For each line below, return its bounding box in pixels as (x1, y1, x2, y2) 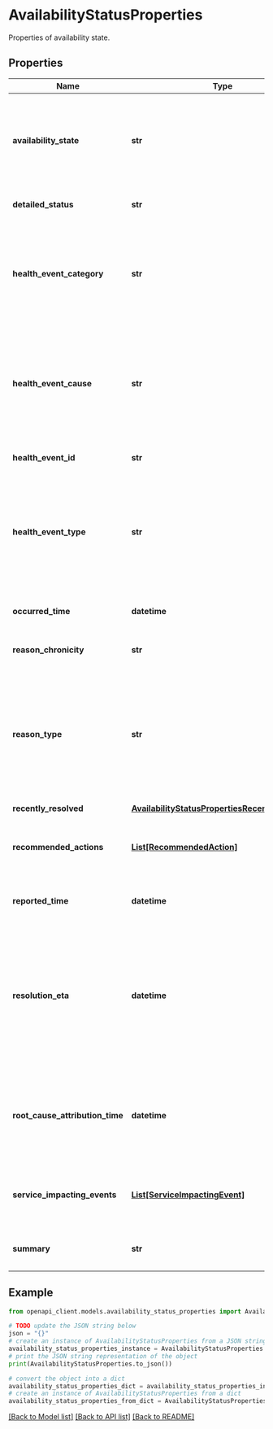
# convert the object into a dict (8, 1375, 126, 1383)
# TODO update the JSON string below (8, 1322, 136, 1331)
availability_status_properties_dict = (8, 1382, 144, 1390)
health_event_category (12, 268, 104, 279)
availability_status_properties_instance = (8, 1344, 158, 1353)
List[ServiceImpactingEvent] (131, 1189, 245, 1200)
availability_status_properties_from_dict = (8, 1397, 162, 1405)
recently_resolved (12, 803, 84, 814)
